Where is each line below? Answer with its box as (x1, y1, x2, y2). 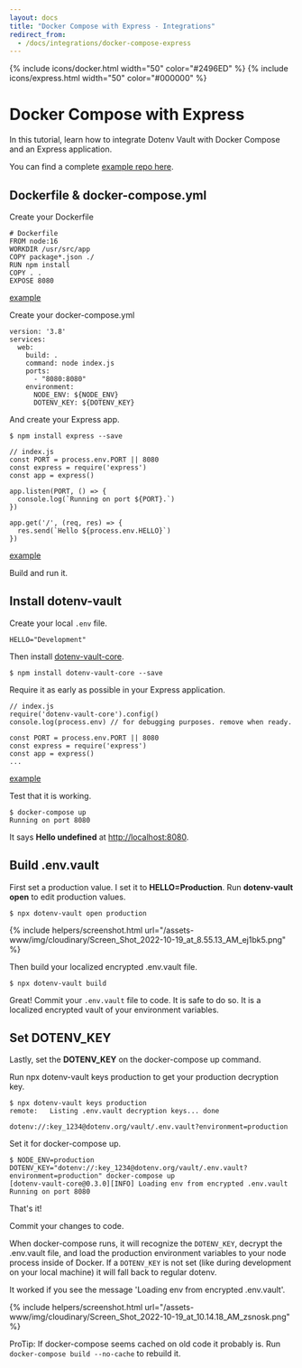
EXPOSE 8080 (9, 276, 54, 285)
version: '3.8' (9, 327, 67, 336)
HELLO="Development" (9, 635, 87, 644)
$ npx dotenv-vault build (9, 979, 106, 988)
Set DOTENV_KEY (9, 1030, 112, 1046)
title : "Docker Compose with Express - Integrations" (9, 22, 216, 31)
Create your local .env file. (9, 618, 108, 628)
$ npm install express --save (9, 432, 124, 441)
